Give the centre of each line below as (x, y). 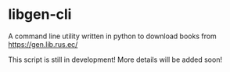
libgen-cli (40, 14)
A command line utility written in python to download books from (112, 36)
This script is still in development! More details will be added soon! (115, 59)
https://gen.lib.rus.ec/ (43, 44)
